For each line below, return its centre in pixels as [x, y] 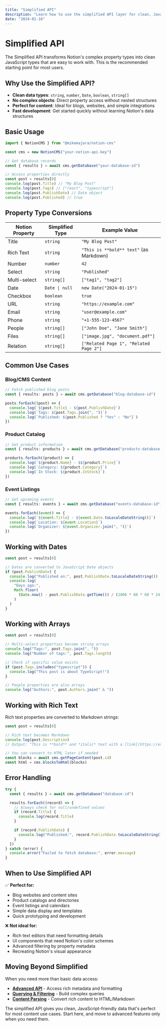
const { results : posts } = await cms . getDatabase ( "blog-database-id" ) [80, 394]
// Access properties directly [37, 174]
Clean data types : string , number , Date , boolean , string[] [71, 95]
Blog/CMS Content [28, 379]
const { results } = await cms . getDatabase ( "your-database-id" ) [73, 166]
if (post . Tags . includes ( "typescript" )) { [48, 667]
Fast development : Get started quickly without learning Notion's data [83, 111]
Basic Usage [25, 132]
